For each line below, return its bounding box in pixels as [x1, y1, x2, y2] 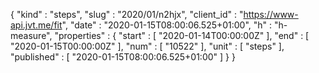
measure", [10, 30, 53, 41]
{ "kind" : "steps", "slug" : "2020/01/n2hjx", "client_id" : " [10, 9, 244, 20]
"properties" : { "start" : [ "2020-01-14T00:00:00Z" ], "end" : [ [54, 30, 310, 41]
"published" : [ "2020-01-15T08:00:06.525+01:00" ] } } [10, 51, 236, 63]
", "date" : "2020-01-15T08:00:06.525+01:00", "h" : [61, 19, 273, 31]
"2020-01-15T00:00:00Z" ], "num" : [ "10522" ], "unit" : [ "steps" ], [10, 40, 285, 52]
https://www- [243, 9, 299, 20]
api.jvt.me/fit [10, 19, 63, 31]
